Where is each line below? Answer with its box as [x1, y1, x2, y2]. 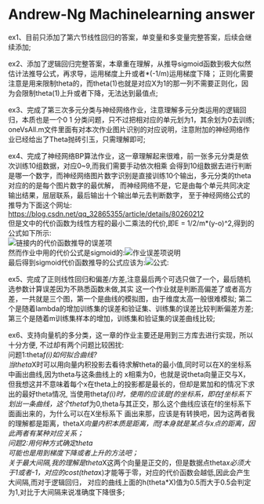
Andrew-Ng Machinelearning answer [8, 5, 255, 24]
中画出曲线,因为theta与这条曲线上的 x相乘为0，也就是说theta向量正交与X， [8, 369, 251, 378]
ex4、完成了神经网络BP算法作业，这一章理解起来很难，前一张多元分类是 [8, 151, 242, 160]
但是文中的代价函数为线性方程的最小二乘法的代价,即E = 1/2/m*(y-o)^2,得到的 [8, 218, 255, 228]
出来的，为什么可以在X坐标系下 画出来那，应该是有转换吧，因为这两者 [21, 408, 248, 418]
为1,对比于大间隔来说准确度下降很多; [8, 487, 125, 496]
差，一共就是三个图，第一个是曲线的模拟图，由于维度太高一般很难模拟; [8, 294, 237, 303]
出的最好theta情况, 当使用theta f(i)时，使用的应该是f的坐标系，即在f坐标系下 [8, 389, 252, 398]
